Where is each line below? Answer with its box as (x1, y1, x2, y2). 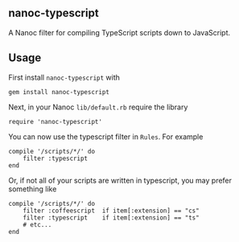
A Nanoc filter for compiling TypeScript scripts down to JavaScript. (8, 27, 231, 37)
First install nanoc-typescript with (8, 72, 121, 82)
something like (8, 184, 57, 194)
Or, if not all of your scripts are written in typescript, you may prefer (8, 175, 232, 185)
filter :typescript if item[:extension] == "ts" (23, 213, 200, 222)
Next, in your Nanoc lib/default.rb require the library (8, 102, 188, 112)
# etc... (23, 220, 52, 228)
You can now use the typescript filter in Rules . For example (8, 132, 204, 142)
